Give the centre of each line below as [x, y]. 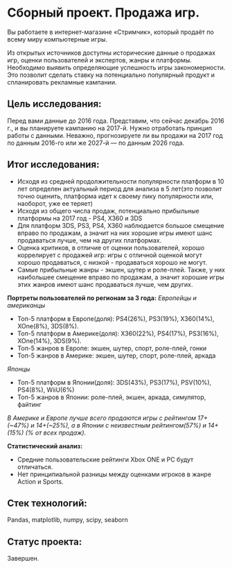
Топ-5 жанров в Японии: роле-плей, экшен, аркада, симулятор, [111, 397]
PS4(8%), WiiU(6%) [46, 389]
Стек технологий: [47, 503]
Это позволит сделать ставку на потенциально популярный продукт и [111, 75]
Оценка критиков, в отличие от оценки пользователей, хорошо [111, 247]
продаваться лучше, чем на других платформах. [89, 240]
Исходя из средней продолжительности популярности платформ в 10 [121, 181]
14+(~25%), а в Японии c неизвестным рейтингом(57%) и [121, 425]
